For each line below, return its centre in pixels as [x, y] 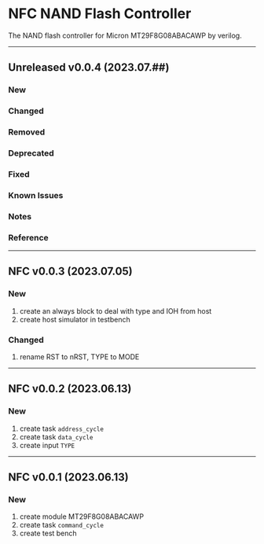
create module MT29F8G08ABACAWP [81, 516]
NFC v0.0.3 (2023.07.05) [70, 272]
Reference [28, 237]
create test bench [48, 533]
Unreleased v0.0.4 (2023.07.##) [89, 68]
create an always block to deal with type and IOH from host [115, 311]
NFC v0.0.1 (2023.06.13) [68, 478]
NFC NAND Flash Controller [100, 14]
